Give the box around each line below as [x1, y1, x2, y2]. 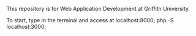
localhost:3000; [6, 23, 47, 30]
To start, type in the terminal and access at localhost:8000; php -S [6, 17, 175, 23]
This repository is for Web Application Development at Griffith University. [6, 5, 190, 12]
